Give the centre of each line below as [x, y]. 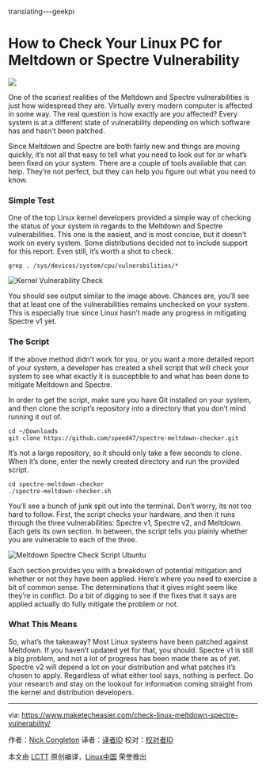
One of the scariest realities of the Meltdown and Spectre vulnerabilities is [129, 97]
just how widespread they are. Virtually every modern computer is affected [130, 105]
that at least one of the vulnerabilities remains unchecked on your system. [129, 304]
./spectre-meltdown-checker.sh [60, 491]
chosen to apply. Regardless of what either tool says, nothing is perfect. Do [131, 675]
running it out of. [35, 416]
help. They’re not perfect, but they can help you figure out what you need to [132, 171]
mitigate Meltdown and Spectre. [61, 384]
